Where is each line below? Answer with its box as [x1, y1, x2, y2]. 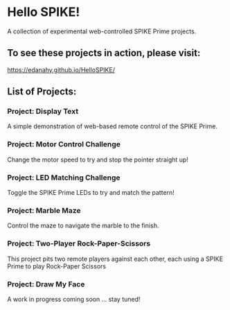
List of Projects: [7, 86, 77, 98]
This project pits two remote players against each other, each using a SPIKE [7, 255, 224, 263]
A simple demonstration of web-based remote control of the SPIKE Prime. [7, 122, 218, 130]
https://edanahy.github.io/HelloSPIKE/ [7, 65, 116, 74]
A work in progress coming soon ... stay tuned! [7, 295, 141, 303]
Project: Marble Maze [7, 205, 81, 215]
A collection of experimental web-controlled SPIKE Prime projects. [7, 27, 197, 35]
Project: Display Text [7, 107, 78, 117]
